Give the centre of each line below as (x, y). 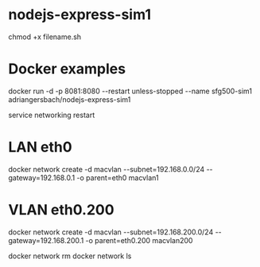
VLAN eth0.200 (61, 210)
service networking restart (52, 115)
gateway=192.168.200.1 (46, 240)
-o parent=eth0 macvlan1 (118, 178)
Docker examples (67, 69)
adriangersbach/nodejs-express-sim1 (70, 99)
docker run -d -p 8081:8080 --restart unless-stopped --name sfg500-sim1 (130, 91)
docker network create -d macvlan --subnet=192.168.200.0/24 (111, 232)
